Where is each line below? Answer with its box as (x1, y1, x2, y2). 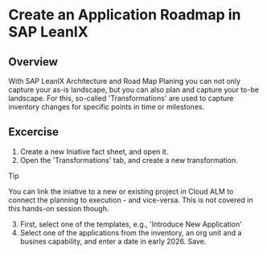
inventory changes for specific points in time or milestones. (8, 102, 205, 111)
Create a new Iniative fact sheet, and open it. (19, 147, 169, 156)
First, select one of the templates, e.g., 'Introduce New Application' (19, 219, 243, 229)
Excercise (8, 125, 59, 139)
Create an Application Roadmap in (8, 6, 241, 24)
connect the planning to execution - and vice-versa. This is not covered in (8, 195, 253, 205)
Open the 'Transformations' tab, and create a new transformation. (19, 155, 239, 164)
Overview (8, 55, 59, 69)
